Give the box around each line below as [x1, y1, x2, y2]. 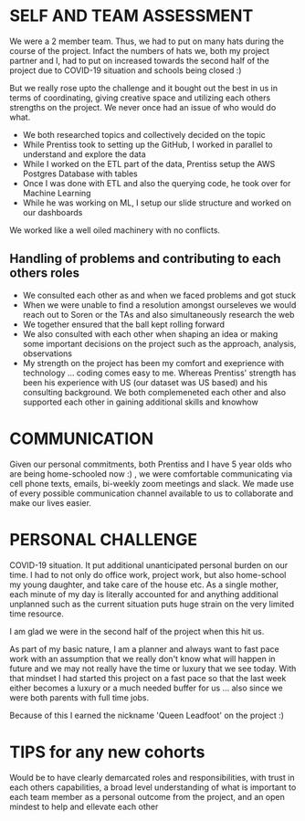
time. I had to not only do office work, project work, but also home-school [9, 569, 287, 580]
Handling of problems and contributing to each [9, 251, 281, 267]
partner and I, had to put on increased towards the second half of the [9, 55, 269, 66]
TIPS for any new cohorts [9, 742, 205, 763]
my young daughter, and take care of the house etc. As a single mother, [9, 579, 279, 590]
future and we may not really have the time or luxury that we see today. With [9, 663, 297, 674]
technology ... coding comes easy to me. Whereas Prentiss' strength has [22, 367, 297, 378]
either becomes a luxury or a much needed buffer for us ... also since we [9, 682, 283, 693]
